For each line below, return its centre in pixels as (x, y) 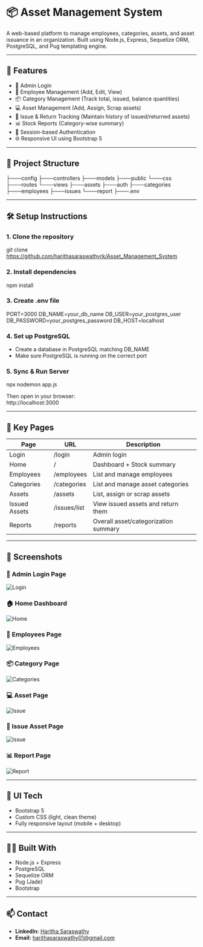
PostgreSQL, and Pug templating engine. (57, 46)
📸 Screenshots (34, 557)
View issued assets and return (136, 504)
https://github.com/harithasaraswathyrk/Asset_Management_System (92, 256)
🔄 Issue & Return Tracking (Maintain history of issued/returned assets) (102, 116)
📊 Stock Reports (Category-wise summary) (69, 123)
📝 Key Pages (30, 427)
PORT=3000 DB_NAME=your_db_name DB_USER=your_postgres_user (94, 314)
